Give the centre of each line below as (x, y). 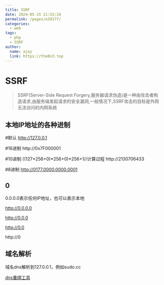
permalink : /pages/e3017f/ (33, 19)
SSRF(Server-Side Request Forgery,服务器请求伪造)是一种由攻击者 (85, 95)
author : (13, 47)
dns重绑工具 (18, 278)
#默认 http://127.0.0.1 (26, 138)
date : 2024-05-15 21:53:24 (33, 14)
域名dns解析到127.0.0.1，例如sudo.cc (43, 267)
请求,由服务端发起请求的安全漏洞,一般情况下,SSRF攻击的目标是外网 (90, 101)
